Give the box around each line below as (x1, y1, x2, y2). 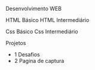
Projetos (5, 40, 26, 46)
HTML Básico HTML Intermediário (5, 17, 90, 23)
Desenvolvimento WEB (5, 5, 62, 12)
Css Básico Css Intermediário (5, 28, 78, 35)
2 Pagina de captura (14, 58, 65, 64)
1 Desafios (14, 51, 40, 58)
